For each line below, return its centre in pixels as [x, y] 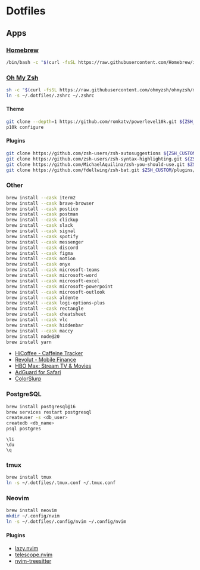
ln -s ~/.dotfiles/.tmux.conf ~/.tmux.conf [61, 483]
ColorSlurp [28, 379]
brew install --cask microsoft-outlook [56, 292]
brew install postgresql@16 [41, 406]
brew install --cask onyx [38, 264]
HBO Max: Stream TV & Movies [53, 366]
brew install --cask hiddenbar [45, 325]
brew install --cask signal [41, 231]
